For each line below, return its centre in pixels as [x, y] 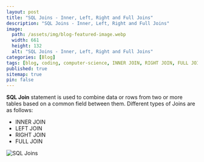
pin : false [20, 80]
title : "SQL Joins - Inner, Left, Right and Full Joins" [80, 18]
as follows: [20, 110]
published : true [27, 69]
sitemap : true [24, 74]
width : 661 [25, 40]
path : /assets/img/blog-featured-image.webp [69, 35]
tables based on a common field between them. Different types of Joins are [101, 104]
